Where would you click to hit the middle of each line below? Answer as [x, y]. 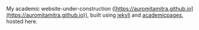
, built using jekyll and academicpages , [135, 15]
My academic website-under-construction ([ [61, 9]
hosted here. [22, 21]
